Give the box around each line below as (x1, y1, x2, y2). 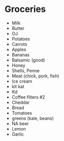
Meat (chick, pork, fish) (11, 73, 60, 79)
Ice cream (11, 78, 32, 84)
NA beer (11, 121, 29, 127)
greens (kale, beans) (11, 115, 54, 121)
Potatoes (11, 36, 30, 42)
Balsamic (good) (11, 57, 45, 63)
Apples (11, 46, 27, 52)
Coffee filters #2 (11, 94, 45, 100)
